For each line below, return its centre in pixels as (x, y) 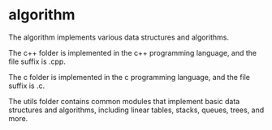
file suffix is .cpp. (37, 61)
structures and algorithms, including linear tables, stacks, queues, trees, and (136, 110)
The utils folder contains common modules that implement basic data (124, 101)
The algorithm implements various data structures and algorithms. (119, 37)
